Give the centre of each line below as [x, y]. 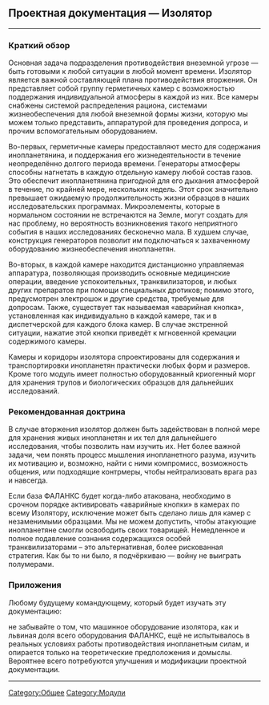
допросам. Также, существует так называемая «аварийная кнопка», [126, 308]
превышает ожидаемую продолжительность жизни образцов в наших [129, 198]
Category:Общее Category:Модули [67, 692]
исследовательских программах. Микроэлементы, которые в [114, 206]
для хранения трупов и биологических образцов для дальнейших [121, 383]
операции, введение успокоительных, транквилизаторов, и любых [123, 282]
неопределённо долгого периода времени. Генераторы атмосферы [124, 164]
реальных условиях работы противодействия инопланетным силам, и [129, 644]
